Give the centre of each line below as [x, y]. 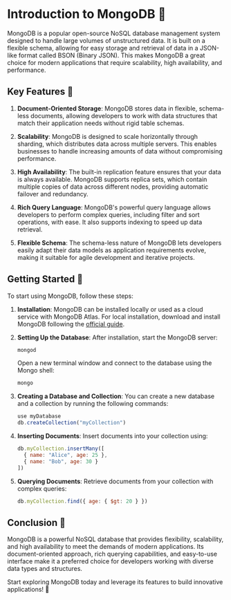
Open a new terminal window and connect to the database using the [114, 363]
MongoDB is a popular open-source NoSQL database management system [114, 33]
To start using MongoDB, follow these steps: [70, 296]
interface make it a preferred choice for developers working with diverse [110, 561]
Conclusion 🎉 [36, 522]
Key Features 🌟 [40, 92]
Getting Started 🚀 [45, 279]
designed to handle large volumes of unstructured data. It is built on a [106, 40]
